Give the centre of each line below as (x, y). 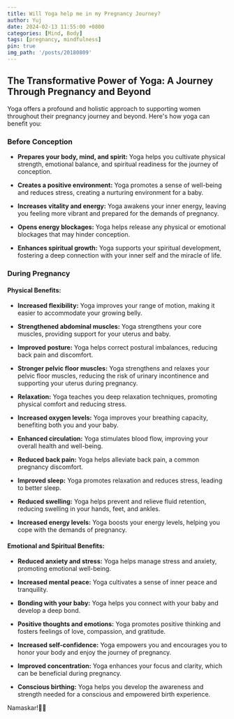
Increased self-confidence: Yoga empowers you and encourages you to (122, 645)
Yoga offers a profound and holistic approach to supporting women (104, 108)
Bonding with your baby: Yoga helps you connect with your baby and (118, 603)
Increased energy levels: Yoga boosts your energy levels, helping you (118, 522)
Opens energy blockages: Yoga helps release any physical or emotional (122, 227)
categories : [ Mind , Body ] (45, 33)
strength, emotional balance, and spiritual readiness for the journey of (118, 164)
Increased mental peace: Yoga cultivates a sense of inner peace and (117, 582)
